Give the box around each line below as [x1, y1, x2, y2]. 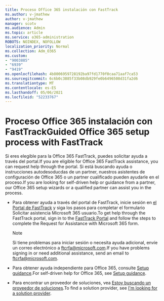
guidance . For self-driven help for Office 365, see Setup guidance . [12, 270, 147, 276]
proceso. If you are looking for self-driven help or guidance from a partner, [5, 179, 156, 185]
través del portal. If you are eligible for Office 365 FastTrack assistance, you [5, 159, 158, 165]
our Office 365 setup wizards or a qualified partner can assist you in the [5, 185, 152, 191]
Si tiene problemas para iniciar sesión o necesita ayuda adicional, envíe [12, 240, 158, 246]
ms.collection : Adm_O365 [5, 48, 56, 53]
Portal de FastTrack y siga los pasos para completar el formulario [12, 205, 145, 211]
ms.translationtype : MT [5, 81, 54, 86]
